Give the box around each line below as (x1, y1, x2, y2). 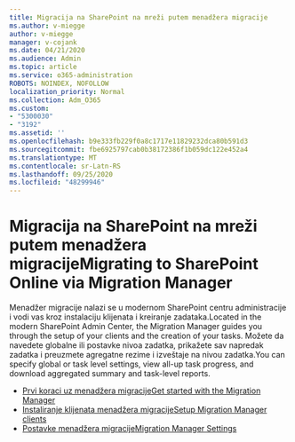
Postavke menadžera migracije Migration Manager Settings (21, 423, 237, 434)
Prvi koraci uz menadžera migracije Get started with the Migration (21, 385, 261, 396)
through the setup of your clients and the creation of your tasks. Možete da (9, 330, 284, 342)
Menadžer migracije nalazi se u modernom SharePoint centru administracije (9, 303, 287, 313)
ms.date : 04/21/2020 (9, 46, 86, 55)
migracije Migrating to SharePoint (9, 254, 259, 274)
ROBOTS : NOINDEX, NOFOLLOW (9, 79, 109, 88)
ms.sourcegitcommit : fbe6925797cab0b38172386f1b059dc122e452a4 (9, 145, 249, 154)
